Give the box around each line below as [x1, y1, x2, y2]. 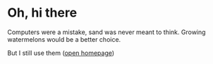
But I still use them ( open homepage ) [7, 49, 115, 57]
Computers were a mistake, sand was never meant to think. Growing [7, 28, 206, 36]
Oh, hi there [7, 5, 78, 21]
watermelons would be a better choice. [7, 35, 121, 43]
